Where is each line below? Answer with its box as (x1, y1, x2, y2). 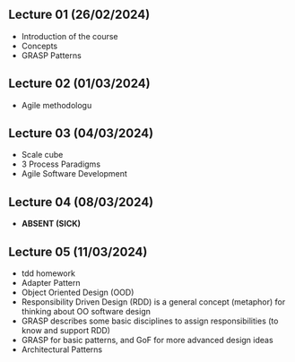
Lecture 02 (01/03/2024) (8, 76, 151, 91)
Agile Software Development (21, 168, 127, 179)
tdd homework (21, 268, 75, 279)
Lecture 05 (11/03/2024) (8, 244, 148, 259)
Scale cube (21, 150, 64, 160)
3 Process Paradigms (21, 159, 100, 169)
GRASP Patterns (21, 49, 82, 61)
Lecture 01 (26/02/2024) (8, 7, 151, 22)
